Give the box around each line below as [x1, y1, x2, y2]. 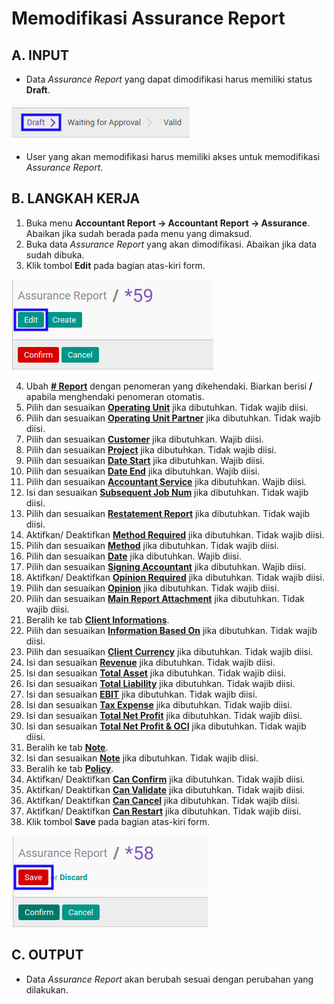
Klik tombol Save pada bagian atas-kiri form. [25, 815, 211, 827]
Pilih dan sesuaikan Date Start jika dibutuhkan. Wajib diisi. [25, 454, 265, 466]
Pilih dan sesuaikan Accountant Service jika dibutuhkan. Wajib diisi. [25, 475, 307, 487]
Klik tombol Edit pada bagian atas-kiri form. [25, 259, 206, 271]
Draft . [25, 84, 51, 96]
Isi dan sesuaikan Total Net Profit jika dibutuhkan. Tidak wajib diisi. [25, 709, 303, 721]
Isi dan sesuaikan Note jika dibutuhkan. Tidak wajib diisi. [25, 752, 259, 764]
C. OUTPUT [11, 947, 84, 964]
